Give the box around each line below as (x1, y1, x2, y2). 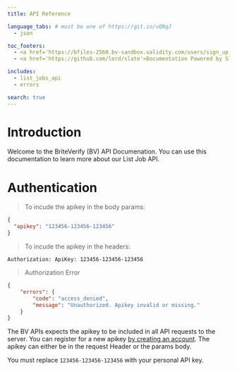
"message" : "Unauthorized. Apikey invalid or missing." (32, 301, 200, 308)
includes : (7, 68, 37, 75)
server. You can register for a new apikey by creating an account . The (7, 335, 210, 344)
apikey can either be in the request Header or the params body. (7, 342, 192, 351)
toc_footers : (7, 42, 46, 49)
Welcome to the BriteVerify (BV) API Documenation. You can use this (7, 147, 207, 156)
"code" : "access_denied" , (32, 295, 109, 302)
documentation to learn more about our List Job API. (7, 155, 160, 163)
